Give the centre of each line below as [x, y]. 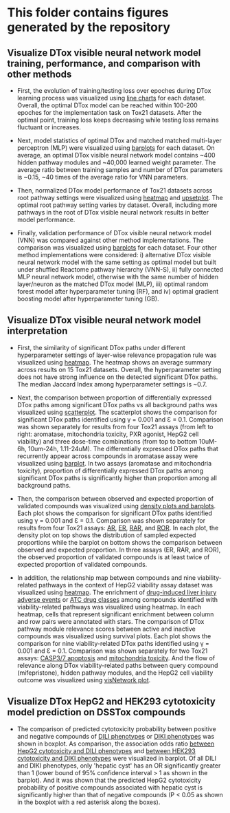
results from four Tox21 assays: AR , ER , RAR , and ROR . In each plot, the [118, 528]
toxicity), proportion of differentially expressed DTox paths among [110, 470]
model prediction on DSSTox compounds [96, 712]
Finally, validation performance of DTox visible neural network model [114, 233]
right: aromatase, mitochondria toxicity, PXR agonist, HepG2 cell [108, 434]
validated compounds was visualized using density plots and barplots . [116, 506]
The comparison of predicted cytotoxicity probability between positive [116, 729]
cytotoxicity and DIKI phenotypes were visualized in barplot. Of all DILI [116, 758]
